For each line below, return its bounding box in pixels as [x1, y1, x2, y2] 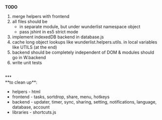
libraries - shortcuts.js [12, 109, 56, 115]
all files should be [12, 19, 48, 24]
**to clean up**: [5, 79, 37, 85]
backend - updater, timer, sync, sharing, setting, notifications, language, [12, 99, 157, 105]
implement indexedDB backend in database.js [12, 34, 104, 40]
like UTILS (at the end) [12, 45, 57, 50]
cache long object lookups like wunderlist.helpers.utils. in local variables [12, 39, 157, 45]
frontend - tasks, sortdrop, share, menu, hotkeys [12, 94, 110, 100]
